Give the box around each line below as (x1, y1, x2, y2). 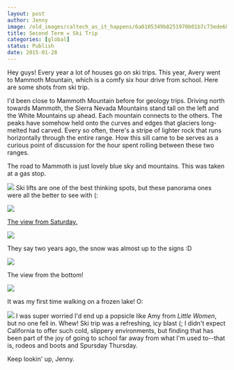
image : (7, 23, 26, 30)
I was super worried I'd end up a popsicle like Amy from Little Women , (15, 311, 217, 320)
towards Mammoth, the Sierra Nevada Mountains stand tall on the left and (7, 104, 219, 112)
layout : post (7, 10, 45, 17)
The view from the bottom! (7, 270, 84, 279)
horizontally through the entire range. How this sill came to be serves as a (7, 133, 219, 141)
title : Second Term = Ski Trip (7, 29, 98, 37)
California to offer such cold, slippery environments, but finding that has (7, 326, 214, 334)
